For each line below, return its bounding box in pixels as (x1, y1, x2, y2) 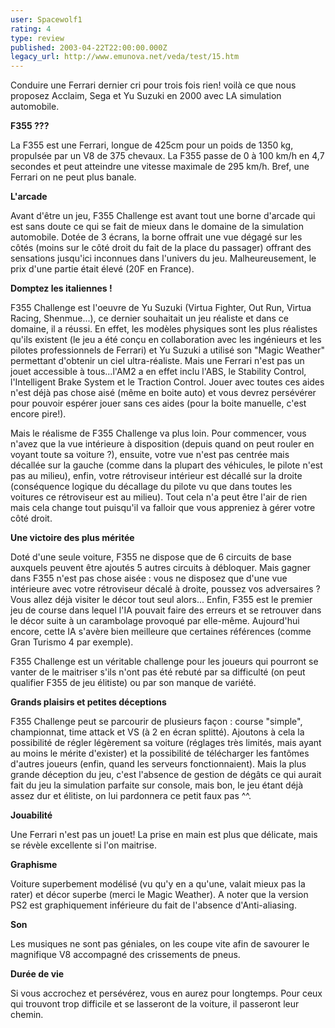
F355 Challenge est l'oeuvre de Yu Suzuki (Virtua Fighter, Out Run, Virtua (10, 302, 312, 314)
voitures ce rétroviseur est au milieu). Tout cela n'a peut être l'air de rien (10, 491, 308, 503)
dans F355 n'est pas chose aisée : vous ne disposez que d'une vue (10, 572, 288, 585)
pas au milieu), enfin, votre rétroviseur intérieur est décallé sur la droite (10, 470, 303, 482)
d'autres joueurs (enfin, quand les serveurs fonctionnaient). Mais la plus (10, 758, 307, 770)
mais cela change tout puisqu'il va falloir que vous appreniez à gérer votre (10, 502, 316, 514)
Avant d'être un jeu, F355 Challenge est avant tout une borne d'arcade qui (10, 210, 316, 222)
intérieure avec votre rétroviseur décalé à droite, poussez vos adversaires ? (10, 583, 321, 595)
